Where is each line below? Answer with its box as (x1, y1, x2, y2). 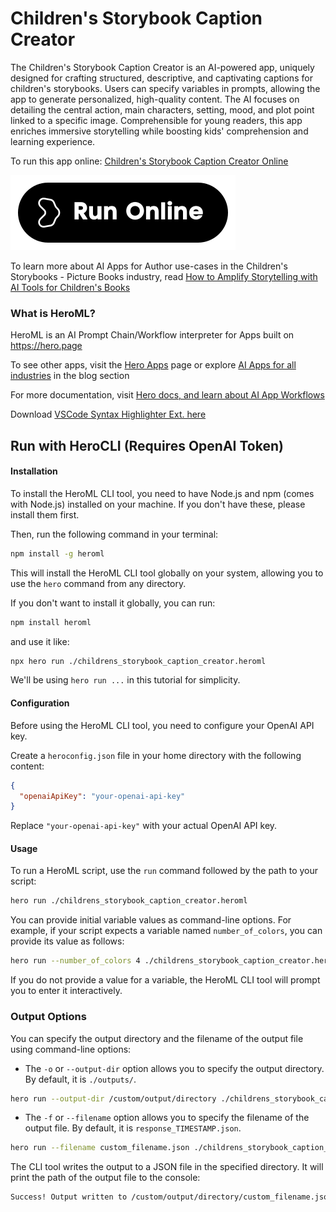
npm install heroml (10, 617, 92, 627)
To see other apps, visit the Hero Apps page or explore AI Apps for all (10, 359, 297, 371)
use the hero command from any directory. (10, 577, 187, 589)
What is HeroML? (10, 306, 96, 320)
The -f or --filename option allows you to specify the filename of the (24, 1112, 310, 1124)
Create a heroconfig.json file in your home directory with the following (10, 749, 302, 761)
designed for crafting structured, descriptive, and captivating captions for (10, 72, 313, 84)
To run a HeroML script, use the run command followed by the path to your (10, 865, 319, 877)
